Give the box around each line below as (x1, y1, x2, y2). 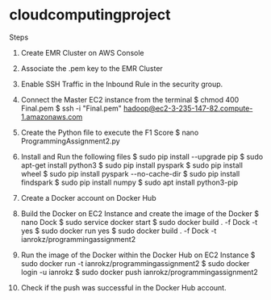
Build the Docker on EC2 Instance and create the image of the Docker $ (20, 208, 259, 219)
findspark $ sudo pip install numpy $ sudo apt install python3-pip (20, 177, 239, 187)
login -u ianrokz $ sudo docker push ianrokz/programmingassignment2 (20, 267, 259, 277)
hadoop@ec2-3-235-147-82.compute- (123, 103, 253, 113)
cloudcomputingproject (9, 6, 172, 24)
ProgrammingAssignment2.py (20, 135, 120, 146)
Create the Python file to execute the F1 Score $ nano (20, 127, 199, 137)
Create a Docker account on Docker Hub (20, 193, 156, 202)
